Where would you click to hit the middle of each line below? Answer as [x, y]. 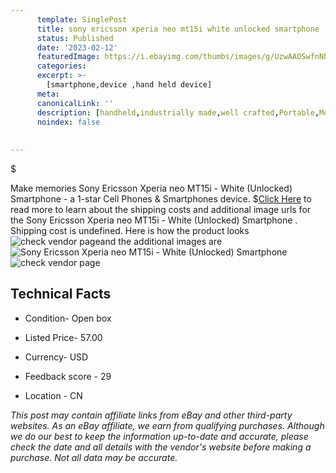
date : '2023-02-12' [77, 47]
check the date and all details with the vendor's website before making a [161, 447]
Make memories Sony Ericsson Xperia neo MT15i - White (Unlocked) [151, 188]
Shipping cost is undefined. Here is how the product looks [130, 230]
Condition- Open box [68, 318]
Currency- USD [56, 357]
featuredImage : [68, 57]
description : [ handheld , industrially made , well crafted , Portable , [178, 112]
